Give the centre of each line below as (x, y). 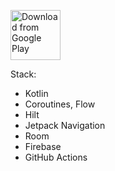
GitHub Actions (56, 157)
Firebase (43, 146)
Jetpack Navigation (65, 125)
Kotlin (36, 93)
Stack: (23, 74)
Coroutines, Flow (60, 104)
